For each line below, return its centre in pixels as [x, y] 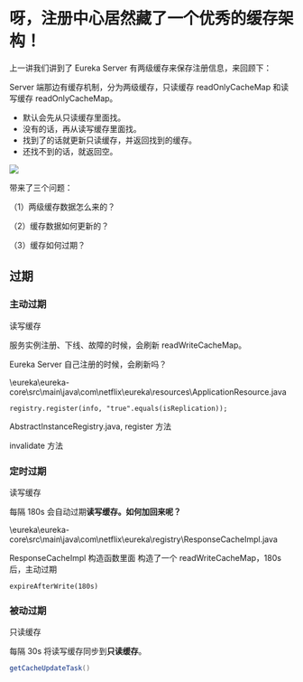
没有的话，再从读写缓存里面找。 [82, 128]
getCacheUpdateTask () [50, 668]
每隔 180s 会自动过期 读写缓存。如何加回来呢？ [96, 511]
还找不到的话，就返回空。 [70, 151]
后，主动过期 [33, 569]
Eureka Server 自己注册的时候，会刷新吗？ [88, 364]
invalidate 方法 [36, 445]
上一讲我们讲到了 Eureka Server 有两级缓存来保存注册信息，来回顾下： [141, 68]
